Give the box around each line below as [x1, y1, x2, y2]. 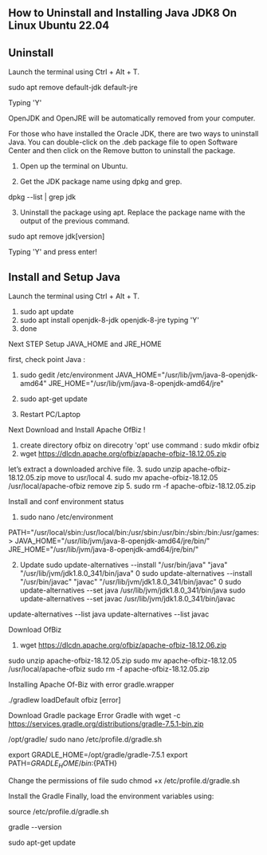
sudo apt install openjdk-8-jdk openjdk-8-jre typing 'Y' [19, 315, 199, 325]
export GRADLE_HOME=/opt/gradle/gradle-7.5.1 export [8, 750, 188, 760]
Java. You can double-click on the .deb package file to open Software [8, 137, 238, 147]
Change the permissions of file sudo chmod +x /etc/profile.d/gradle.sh [8, 775, 241, 785]
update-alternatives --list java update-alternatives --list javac [8, 609, 210, 619]
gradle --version [8, 822, 62, 832]
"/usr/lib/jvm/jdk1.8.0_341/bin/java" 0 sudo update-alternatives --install [19, 569, 253, 578]
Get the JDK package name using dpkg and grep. [19, 177, 183, 187]
